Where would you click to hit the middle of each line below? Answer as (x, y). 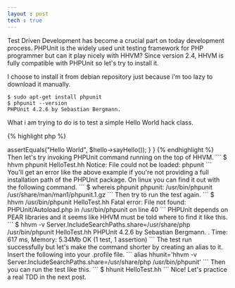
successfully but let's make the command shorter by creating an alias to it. (115, 246)
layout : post (28, 14)
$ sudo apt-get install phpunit (55, 97)
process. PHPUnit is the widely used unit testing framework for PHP (106, 48)
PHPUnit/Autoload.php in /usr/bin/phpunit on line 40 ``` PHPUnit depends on (118, 209)
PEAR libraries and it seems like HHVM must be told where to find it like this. (118, 217)
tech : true (25, 20)
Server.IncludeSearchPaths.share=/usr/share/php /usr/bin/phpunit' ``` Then (116, 262)
